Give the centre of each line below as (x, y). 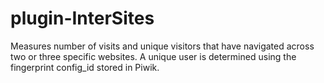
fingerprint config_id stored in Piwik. (85, 67)
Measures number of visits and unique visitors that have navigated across (162, 46)
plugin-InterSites (82, 18)
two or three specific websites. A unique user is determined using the (153, 56)
